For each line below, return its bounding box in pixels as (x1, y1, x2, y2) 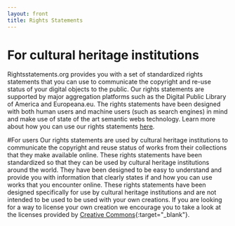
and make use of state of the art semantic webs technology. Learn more (7, 115, 216, 124)
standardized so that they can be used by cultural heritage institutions (7, 159, 210, 167)
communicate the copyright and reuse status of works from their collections (7, 143, 227, 152)
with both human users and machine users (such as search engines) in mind (7, 107, 228, 116)
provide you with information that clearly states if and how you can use (7, 173, 213, 182)
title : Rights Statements (7, 17, 83, 24)
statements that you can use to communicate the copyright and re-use (7, 78, 212, 86)
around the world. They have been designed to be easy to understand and (7, 166, 222, 174)
